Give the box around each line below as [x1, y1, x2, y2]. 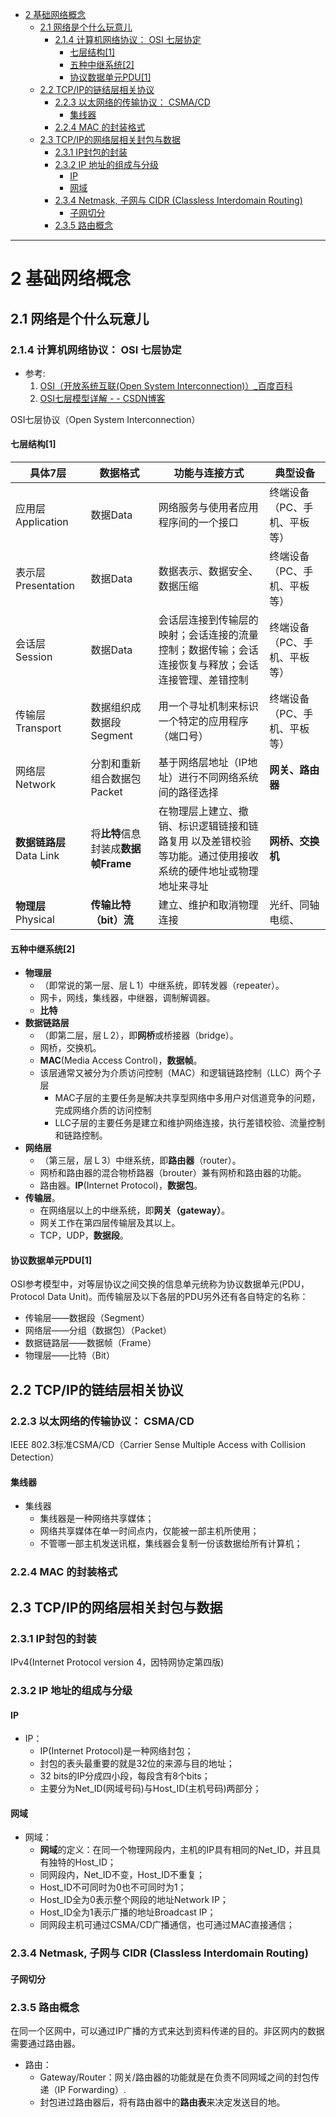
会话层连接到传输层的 [158, 613, 259, 627]
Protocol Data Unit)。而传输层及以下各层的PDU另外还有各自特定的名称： [10, 1291, 309, 1303]
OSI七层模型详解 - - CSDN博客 [39, 392, 166, 404]
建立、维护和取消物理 [158, 898, 259, 912]
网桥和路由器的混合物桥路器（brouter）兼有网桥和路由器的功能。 [39, 1167, 307, 1179]
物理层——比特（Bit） [24, 1349, 115, 1362]
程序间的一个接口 [158, 516, 239, 530]
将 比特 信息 [90, 827, 142, 841]
